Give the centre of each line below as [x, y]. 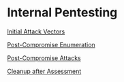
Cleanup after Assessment [44, 71]
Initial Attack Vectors [36, 31]
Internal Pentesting [62, 13]
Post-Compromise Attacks [44, 58]
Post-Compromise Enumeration [51, 44]
